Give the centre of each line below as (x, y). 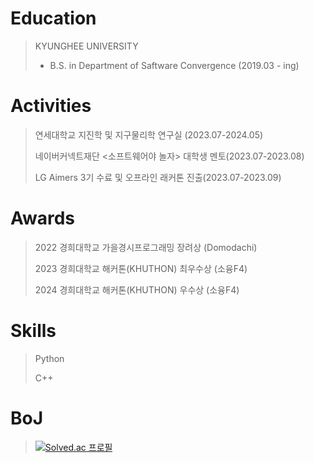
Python (49, 358)
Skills (33, 331)
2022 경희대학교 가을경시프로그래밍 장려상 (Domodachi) (146, 247)
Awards (43, 218)
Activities (51, 106)
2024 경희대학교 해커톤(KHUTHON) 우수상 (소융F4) (137, 289)
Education (53, 18)
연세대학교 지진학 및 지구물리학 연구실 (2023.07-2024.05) (149, 134)
